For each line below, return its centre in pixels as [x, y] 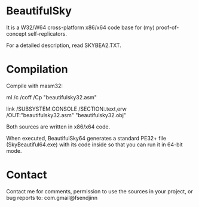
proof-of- [167, 27]
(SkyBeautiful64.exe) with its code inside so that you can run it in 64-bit [94, 145]
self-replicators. [48, 33]
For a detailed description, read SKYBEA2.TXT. [64, 45]
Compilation [37, 69]
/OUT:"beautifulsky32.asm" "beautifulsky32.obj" [66, 115]
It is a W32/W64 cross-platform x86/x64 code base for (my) [81, 27]
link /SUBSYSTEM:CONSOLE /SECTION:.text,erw [66, 109]
